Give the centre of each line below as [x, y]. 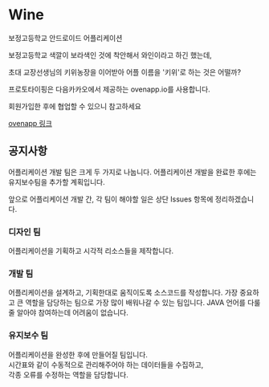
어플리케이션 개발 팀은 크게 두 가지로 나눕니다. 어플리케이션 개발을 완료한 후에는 [132, 172]
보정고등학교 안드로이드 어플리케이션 [65, 38]
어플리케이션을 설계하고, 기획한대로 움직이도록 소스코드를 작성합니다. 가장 [123, 293]
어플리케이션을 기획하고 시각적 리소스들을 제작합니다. [91, 251]
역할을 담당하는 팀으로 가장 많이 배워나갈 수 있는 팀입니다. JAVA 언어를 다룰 [143, 303]
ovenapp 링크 [30, 123]
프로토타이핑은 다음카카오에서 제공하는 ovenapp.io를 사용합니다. [109, 89]
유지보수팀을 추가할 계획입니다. [57, 181]
